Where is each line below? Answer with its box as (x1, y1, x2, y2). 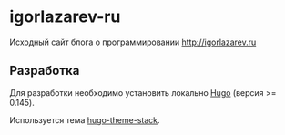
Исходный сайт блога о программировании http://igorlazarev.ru (9, 36, 257, 47)
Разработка (9, 63, 80, 78)
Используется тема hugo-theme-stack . (9, 114, 161, 125)
